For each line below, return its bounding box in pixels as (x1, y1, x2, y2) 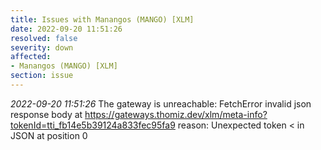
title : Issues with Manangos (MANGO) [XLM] (10, 14, 195, 25)
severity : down (10, 42, 74, 53)
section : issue (10, 71, 74, 81)
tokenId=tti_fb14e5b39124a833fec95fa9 (10, 119, 176, 131)
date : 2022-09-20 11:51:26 (10, 24, 123, 34)
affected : (10, 52, 52, 62)
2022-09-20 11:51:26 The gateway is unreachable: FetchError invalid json (10, 97, 312, 110)
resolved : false (10, 33, 78, 43)
